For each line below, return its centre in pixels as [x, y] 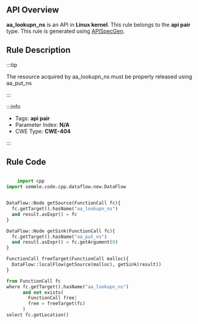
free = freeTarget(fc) [57, 304]
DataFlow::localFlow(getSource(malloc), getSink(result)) [87, 265]
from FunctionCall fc [34, 281]
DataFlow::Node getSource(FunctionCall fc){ [63, 203]
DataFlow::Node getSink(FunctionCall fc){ [61, 231]
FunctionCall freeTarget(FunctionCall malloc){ [68, 259]
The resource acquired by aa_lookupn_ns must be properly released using [99, 76]
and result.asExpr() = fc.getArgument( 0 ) [65, 242]
